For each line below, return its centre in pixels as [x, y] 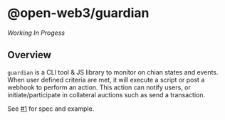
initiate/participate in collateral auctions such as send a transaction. [106, 94]
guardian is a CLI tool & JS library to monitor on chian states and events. [113, 72]
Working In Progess [36, 33]
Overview [30, 55]
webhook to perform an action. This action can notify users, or [99, 87]
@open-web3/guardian [78, 13]
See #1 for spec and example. [51, 109]
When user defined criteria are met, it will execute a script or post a [106, 80]
